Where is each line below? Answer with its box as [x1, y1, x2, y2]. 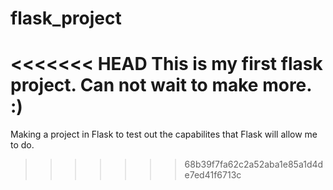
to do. [10, 139, 35, 151]
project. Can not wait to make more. [10, 74, 312, 97]
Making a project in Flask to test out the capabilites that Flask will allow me [10, 128, 318, 141]
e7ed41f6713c [184, 169, 242, 181]
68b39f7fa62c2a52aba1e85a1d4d [184, 158, 324, 171]
